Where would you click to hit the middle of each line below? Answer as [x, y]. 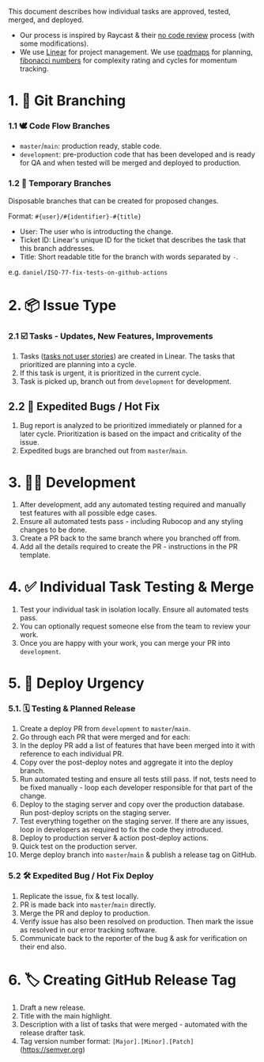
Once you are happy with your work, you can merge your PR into [125, 643]
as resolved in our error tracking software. [88, 930]
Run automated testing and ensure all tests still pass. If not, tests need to [138, 779]
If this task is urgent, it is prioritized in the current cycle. [110, 373]
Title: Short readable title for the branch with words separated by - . [129, 256]
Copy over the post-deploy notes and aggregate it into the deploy [126, 762]
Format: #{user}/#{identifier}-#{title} [75, 216]
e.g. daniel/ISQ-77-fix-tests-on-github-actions [88, 271]
